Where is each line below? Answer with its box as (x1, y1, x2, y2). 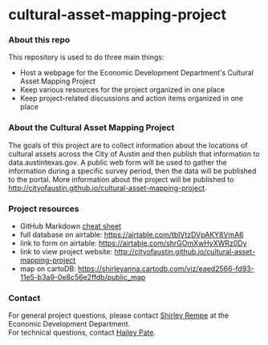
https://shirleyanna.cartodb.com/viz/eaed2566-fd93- (77, 264, 254, 274)
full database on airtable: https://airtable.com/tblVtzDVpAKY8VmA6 (19, 230, 244, 240)
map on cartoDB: (19, 264, 76, 274)
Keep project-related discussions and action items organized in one (19, 94, 243, 103)
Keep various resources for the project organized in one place (19, 85, 225, 95)
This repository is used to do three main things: (8, 52, 164, 62)
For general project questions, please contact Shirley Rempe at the (8, 310, 229, 320)
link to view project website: (19, 247, 113, 257)
